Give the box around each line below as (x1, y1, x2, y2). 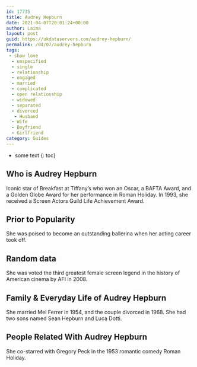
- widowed (11, 97, 36, 103)
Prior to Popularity (6, 214, 75, 224)
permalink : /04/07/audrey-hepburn (6, 42, 92, 48)
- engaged (11, 75, 36, 81)
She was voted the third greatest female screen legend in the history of (6, 269, 180, 276)
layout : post (6, 31, 39, 37)
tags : (6, 47, 20, 53)
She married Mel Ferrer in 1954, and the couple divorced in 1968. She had (6, 309, 186, 315)
